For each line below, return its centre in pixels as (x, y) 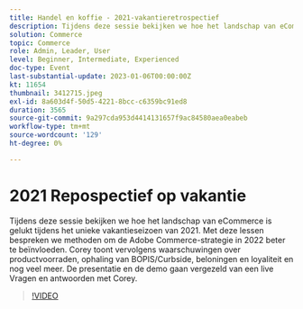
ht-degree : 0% (36, 143)
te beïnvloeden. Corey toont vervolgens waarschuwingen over (125, 250)
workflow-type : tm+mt (50, 127)
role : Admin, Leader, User (60, 51)
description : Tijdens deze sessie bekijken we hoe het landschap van (143, 26)
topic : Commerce (40, 43)
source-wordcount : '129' (56, 135)
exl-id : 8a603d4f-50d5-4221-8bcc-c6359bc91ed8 (98, 101)
